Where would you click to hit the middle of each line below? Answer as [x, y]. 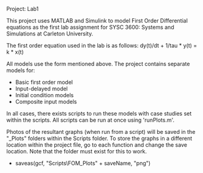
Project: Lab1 [23, 9]
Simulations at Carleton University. [50, 34]
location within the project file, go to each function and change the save [97, 145]
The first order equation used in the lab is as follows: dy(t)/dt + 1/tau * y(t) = [102, 46]
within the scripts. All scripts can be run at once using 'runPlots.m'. [90, 120]
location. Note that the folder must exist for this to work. [77, 151]
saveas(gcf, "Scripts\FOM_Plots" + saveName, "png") [83, 163]
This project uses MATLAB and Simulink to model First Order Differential [97, 20]
